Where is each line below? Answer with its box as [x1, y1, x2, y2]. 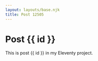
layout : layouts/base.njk [5, 7, 60, 12]
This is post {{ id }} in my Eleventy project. [5, 50, 93, 56]
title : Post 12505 [5, 12, 44, 17]
